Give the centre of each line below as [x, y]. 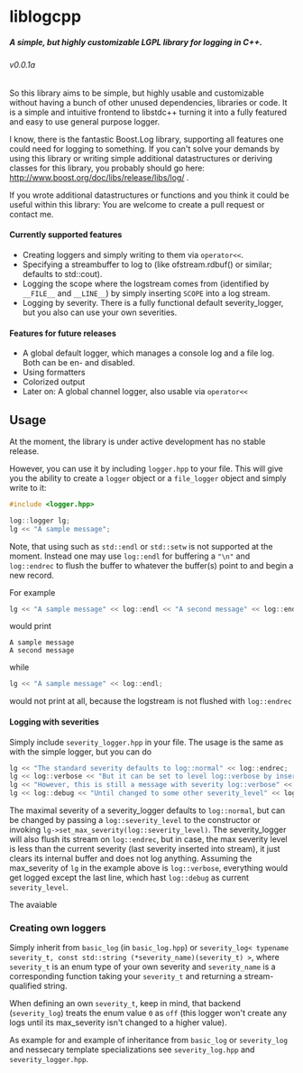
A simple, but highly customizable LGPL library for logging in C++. [136, 42]
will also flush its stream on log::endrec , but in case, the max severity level [148, 839]
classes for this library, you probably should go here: [107, 168]
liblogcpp [46, 17]
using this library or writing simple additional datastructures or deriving [141, 158]
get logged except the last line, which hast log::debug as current [129, 878]
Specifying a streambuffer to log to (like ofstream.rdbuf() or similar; [147, 264]
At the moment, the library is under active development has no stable [138, 441]
